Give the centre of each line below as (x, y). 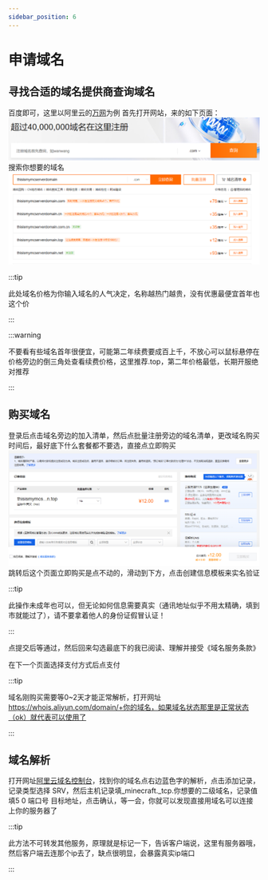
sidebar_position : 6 (43, 17)
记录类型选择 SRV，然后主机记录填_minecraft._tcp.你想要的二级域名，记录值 (133, 790)
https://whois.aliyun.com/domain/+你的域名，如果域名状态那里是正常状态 (129, 707)
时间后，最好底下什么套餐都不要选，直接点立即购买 (92, 445)
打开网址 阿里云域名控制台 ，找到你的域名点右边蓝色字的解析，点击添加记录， (134, 781)
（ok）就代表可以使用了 (47, 717)
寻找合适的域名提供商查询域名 (82, 92)
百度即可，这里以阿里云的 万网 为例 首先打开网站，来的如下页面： (114, 113)
